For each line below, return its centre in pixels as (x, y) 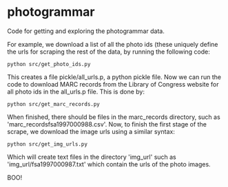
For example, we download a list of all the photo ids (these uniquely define (113, 44)
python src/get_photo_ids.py (49, 64)
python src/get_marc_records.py (53, 104)
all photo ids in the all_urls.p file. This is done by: (76, 91)
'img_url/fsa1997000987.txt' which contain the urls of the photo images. (109, 164)
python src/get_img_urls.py (48, 144)
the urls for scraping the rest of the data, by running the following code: (108, 52)
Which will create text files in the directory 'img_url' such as (92, 157)
